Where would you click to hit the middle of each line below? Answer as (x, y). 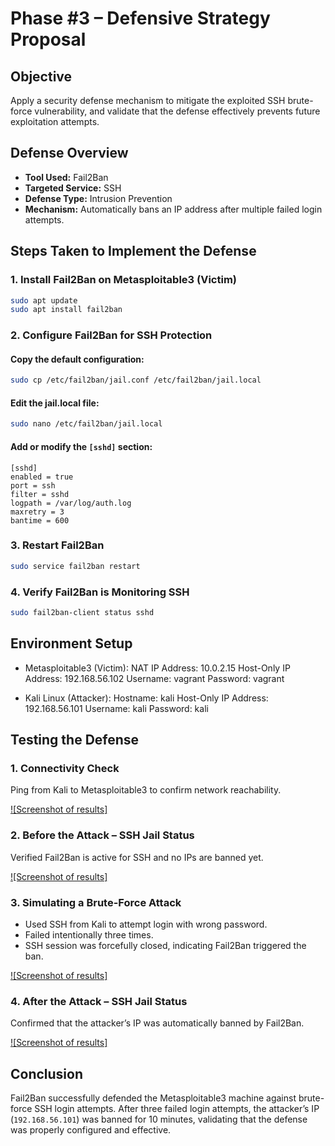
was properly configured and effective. (91, 1130)
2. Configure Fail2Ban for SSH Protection (111, 335)
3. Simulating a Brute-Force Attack (96, 902)
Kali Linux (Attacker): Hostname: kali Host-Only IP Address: (146, 698)
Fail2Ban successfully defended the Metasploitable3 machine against (153, 1098)
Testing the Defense (75, 740)
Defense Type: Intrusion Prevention (98, 198)
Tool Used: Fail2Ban (66, 177)
